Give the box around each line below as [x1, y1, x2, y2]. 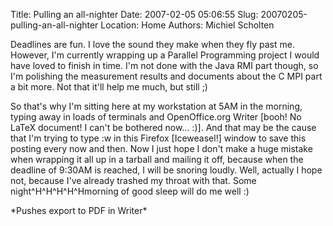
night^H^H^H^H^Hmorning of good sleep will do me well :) [10, 185, 250, 197]
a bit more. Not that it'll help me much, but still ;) [10, 81, 208, 93]
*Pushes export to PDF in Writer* [10, 205, 148, 216]
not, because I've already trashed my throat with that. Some [10, 175, 257, 186]
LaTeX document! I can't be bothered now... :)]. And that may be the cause [10, 122, 317, 133]
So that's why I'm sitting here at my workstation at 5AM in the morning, [10, 100, 303, 112]
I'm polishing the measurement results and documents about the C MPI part [10, 70, 323, 82]
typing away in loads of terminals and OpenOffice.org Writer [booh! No [10, 111, 302, 123]
